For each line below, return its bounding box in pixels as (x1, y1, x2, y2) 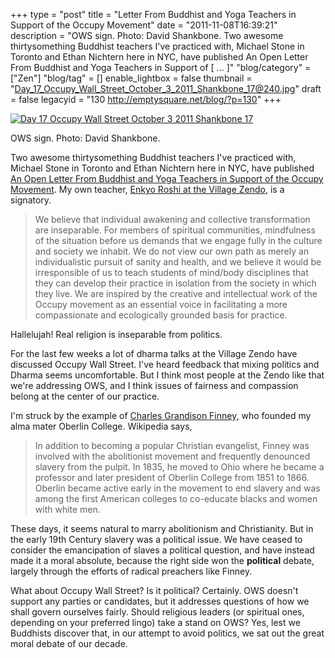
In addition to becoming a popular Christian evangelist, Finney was (34, 440, 310, 451)
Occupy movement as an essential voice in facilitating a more (34, 299, 288, 310)
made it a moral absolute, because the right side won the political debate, (10, 555, 315, 566)
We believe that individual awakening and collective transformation (34, 214, 311, 225)
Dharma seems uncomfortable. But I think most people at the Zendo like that (10, 369, 325, 381)
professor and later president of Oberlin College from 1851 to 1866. (34, 472, 310, 483)
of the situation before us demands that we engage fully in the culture (34, 235, 323, 246)
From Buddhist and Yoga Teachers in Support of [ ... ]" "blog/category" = (10, 62, 312, 73)
